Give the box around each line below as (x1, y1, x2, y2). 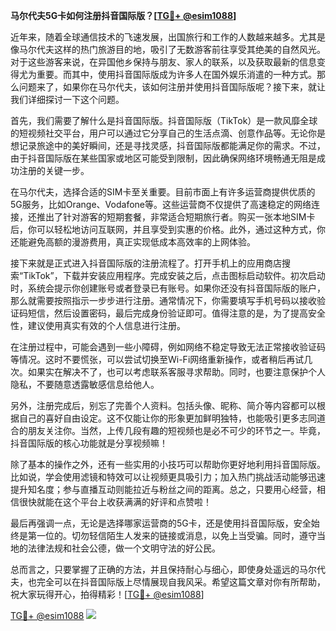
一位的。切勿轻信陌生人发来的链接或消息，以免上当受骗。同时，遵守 (36, 530, 317, 541)
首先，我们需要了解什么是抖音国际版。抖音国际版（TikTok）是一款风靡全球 (10, 115, 318, 126)
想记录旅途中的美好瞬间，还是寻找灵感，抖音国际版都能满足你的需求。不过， (10, 140, 326, 151)
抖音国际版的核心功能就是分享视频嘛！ (10, 437, 168, 449)
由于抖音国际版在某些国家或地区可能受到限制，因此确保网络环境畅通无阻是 (10, 152, 317, 164)
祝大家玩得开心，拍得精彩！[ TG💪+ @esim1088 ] (10, 589, 205, 600)
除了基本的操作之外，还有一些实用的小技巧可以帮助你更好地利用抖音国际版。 (10, 459, 326, 470)
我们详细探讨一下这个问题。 (10, 94, 125, 105)
